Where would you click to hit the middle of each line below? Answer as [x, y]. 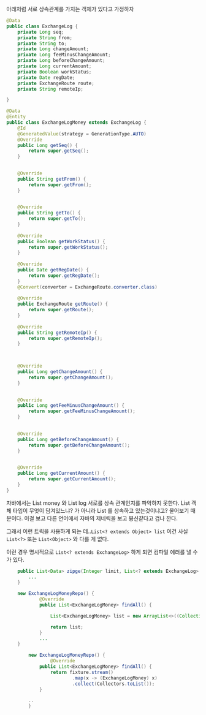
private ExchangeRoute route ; [56, 83]
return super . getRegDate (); [64, 275]
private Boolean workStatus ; [55, 72]
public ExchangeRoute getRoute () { [63, 304]
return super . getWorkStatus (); [68, 247]
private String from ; [45, 38]
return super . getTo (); [57, 219]
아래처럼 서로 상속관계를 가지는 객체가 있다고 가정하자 [70, 9]
